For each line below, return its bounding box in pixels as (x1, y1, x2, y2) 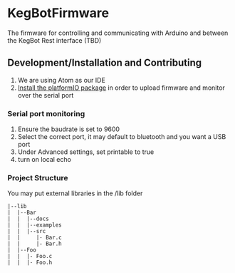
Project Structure (7, 172, 68, 182)
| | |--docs (7, 215, 50, 222)
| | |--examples (7, 222, 62, 229)
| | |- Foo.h (7, 259, 53, 267)
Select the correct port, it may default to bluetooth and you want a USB (17, 133, 226, 141)
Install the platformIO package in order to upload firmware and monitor (17, 83, 226, 92)
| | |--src (7, 228, 46, 235)
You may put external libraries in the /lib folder (7, 189, 143, 197)
